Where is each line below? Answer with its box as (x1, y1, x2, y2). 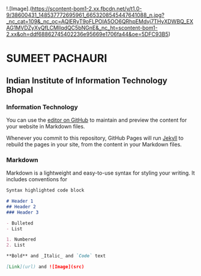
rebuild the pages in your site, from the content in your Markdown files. (6, 140, 182, 148)
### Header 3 (6, 209, 39, 215)
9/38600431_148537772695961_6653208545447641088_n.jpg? (6, 11, 165, 19)
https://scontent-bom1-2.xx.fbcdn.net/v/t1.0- (32, 5, 142, 12)
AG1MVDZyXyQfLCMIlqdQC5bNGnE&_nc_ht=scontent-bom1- (6, 24, 158, 31)
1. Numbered (6, 236, 36, 242)
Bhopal (6, 85, 34, 95)
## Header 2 (6, 203, 36, 209)
